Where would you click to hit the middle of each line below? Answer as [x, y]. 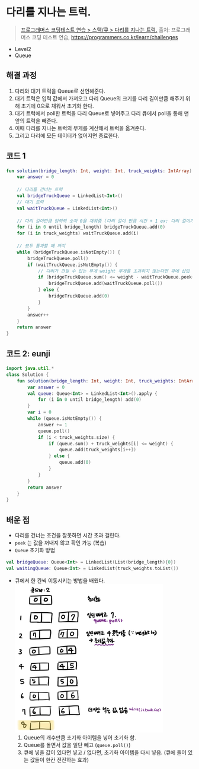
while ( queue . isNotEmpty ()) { [65, 419]
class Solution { [28, 375]
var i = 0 [39, 412]
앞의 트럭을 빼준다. [36, 121]
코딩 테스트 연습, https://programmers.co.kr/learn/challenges [105, 37]
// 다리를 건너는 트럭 [40, 190]
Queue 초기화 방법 [35, 550]
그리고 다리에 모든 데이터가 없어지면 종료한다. [67, 135]
